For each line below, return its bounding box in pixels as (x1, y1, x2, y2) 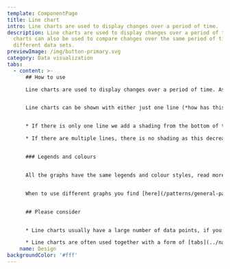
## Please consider (25, 208, 81, 216)
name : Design (19, 246, 57, 253)
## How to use (25, 73, 66, 81)
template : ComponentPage (7, 10, 78, 17)
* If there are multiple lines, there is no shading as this (25, 135, 204, 142)
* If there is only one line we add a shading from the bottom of (25, 123, 219, 130)
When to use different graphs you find (25, 190, 139, 197)
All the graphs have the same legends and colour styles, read (25, 172, 210, 179)
